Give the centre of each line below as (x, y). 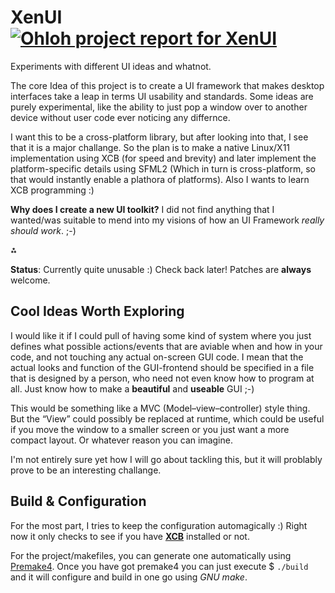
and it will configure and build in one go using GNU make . (129, 577)
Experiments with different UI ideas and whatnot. (111, 66)
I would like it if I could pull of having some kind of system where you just (161, 335)
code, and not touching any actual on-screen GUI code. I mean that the (157, 357)
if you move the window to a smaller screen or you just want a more (150, 429)
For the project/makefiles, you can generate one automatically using (151, 555)
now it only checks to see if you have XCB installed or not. (130, 536)
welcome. (30, 280)
